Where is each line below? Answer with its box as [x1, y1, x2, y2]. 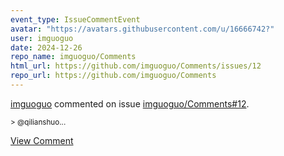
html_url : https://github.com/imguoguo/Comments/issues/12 [10, 61, 262, 71]
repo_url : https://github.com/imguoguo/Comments [10, 71, 217, 81]
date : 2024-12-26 [10, 42, 83, 53]
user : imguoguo [10, 33, 74, 43]
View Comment [10, 134, 74, 146]
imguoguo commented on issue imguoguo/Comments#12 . [10, 97, 250, 110]
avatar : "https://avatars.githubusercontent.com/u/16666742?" [10, 24, 275, 34]
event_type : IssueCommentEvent [10, 14, 141, 25]
